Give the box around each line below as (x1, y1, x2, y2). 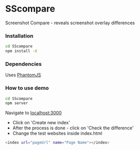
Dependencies (5, 60, 42, 67)
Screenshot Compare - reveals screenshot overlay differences (5, 20, 135, 26)
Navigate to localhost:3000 (5, 110, 62, 116)
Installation (5, 32, 34, 39)
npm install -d (5, 48, 37, 54)
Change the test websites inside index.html (12, 130, 103, 136)
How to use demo (5, 84, 49, 91)
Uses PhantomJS (5, 72, 41, 78)
